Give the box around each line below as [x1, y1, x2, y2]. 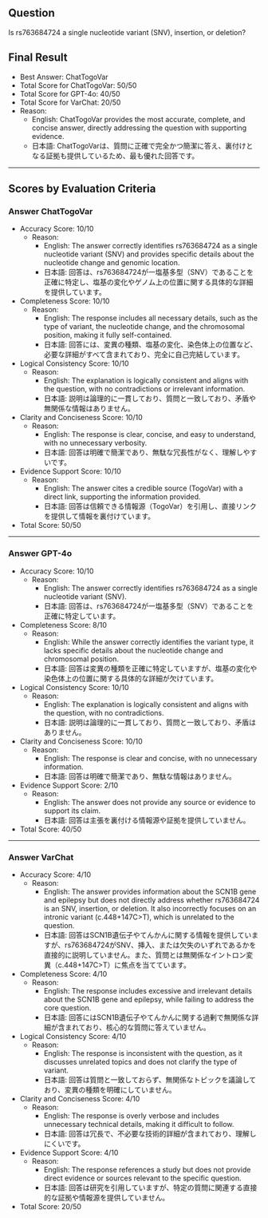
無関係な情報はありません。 [43, 403, 135, 414]
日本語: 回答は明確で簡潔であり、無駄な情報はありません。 [43, 771, 237, 781]
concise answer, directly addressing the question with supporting [31, 123, 247, 133]
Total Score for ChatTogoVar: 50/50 [19, 80, 137, 90]
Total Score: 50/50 [19, 521, 81, 530]
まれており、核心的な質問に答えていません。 [65, 1022, 211, 1032]
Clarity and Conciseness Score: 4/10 [19, 1093, 140, 1103]
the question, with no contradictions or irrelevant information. [43, 384, 246, 394]
